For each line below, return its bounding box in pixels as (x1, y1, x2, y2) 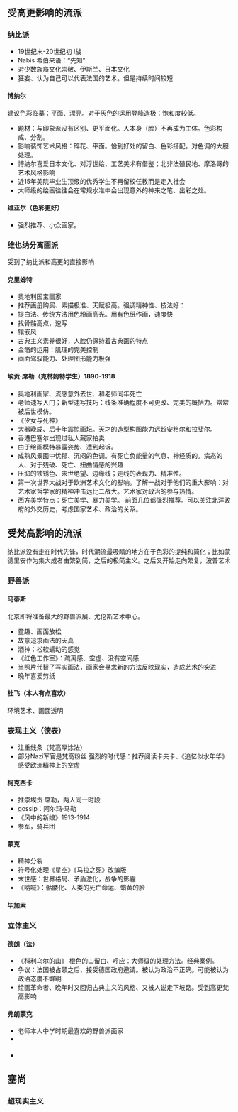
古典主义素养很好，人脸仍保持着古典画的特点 (17, 337, 149, 345)
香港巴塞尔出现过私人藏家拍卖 (17, 433, 105, 442)
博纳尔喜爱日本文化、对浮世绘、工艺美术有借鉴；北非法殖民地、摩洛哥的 (17, 159, 229, 168)
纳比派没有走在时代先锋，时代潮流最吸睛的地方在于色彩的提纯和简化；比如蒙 (7, 547, 231, 556)
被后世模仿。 (17, 407, 55, 415)
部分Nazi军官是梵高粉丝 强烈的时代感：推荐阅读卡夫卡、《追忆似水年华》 (17, 752, 229, 761)
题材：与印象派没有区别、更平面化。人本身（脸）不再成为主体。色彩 (17, 124, 217, 132)
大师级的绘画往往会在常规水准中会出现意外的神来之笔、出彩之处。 (17, 186, 210, 195)
